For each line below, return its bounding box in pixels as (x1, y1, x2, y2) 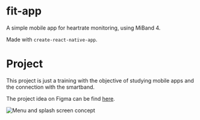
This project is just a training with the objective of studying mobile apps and (6, 77, 195, 84)
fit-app (6, 4, 42, 18)
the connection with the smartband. (6, 83, 95, 90)
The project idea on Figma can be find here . (6, 95, 116, 102)
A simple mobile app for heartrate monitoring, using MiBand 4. (6, 24, 161, 31)
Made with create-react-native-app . (6, 36, 98, 43)
